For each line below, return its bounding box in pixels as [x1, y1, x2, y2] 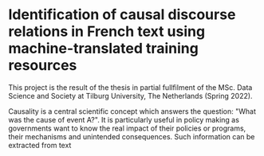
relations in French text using [8, 22, 206, 41]
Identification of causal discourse [8, 6, 236, 24]
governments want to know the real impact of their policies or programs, [8, 123, 246, 133]
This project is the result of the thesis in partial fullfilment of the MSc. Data [8, 82, 253, 92]
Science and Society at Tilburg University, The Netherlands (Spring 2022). [8, 91, 253, 100]
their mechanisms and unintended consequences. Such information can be [8, 131, 255, 141]
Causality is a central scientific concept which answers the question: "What [8, 106, 257, 116]
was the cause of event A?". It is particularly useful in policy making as [8, 115, 239, 124]
